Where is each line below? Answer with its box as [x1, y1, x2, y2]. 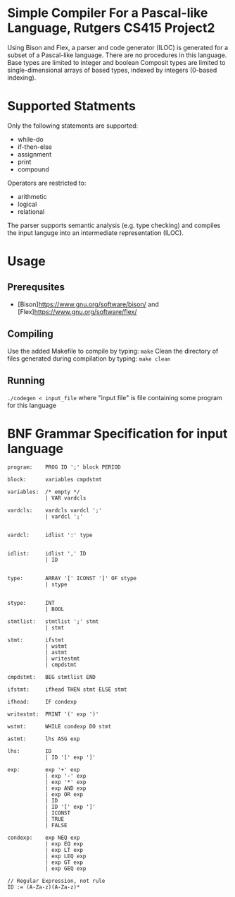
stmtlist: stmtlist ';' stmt [7, 618, 99, 625]
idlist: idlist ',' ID [7, 550, 87, 558]
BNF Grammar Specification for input [7, 426, 228, 442]
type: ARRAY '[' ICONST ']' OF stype [7, 575, 137, 582]
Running [7, 375, 46, 387]
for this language [7, 401, 56, 409]
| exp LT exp [44, 847, 83, 854]
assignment [17, 150, 51, 158]
